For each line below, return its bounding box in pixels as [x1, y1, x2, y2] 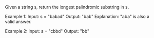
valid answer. [5, 19, 32, 24]
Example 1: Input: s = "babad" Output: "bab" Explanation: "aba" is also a [5, 14, 150, 19]
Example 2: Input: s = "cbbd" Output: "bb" [5, 28, 90, 34]
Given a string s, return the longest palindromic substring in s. [5, 4, 129, 10]
